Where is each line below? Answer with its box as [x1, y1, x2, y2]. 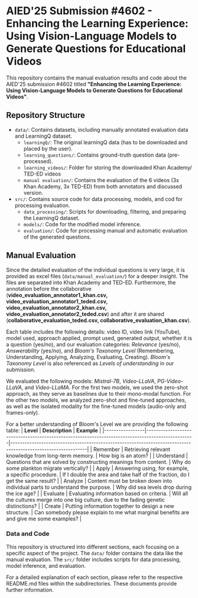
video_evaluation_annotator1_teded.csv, [6, 298, 108, 305]
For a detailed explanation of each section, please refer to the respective [6, 574, 183, 581]
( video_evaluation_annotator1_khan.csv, [6, 291, 108, 298]
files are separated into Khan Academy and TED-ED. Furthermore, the [6, 279, 176, 286]
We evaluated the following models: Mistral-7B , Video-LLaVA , [6, 377, 157, 384]
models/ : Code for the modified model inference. [23, 221, 142, 228]
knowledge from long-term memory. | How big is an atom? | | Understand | [6, 452, 188, 459]
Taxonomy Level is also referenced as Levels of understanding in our [6, 360, 174, 367]
